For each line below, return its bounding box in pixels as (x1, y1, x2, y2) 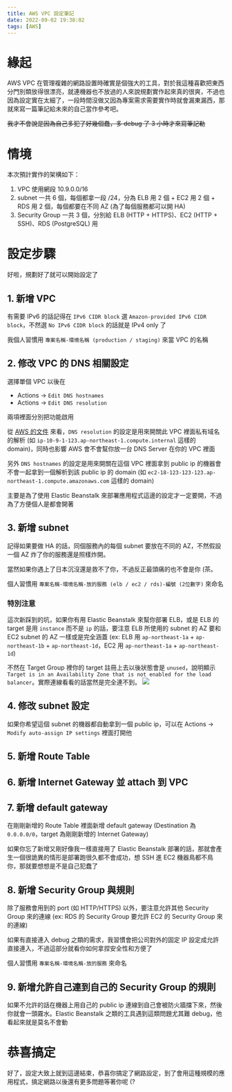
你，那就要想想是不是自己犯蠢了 (7, 862, 98, 870)
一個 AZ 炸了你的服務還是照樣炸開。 (7, 550, 110, 558)
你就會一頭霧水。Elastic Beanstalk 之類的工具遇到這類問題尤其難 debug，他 (7, 1009, 222, 1017)
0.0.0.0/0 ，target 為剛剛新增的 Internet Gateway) (7, 830, 149, 839)
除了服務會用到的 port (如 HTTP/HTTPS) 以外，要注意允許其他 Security (7, 904, 209, 912)
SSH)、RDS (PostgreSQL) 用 (17, 220, 98, 228)
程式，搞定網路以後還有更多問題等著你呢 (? (12, 1078, 136, 1086)
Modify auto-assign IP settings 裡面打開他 (7, 728, 133, 737)
